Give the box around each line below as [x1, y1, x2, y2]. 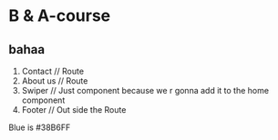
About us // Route [21, 75, 88, 86]
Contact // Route [21, 65, 84, 76]
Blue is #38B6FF [8, 122, 71, 133]
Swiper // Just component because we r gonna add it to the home [21, 85, 270, 95]
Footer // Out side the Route [21, 105, 127, 115]
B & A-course [8, 5, 111, 26]
